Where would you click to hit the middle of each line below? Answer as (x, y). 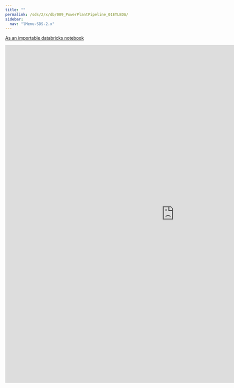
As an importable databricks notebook (44, 38)
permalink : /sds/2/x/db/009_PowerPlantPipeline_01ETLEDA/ (67, 15)
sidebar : (14, 19)
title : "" (15, 10)
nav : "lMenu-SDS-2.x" (32, 24)
